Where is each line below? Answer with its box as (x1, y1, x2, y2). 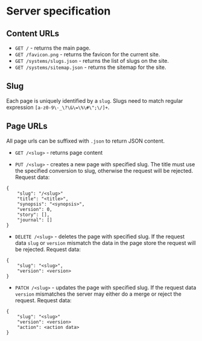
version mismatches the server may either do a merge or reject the (14, 290, 182, 297)
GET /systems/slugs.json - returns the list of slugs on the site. (14, 57, 169, 64)
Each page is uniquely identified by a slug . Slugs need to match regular (6, 97, 183, 104)
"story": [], (17, 212, 50, 218)
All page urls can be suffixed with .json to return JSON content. (6, 137, 165, 145)
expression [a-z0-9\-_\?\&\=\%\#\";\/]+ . (6, 103, 110, 111)
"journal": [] (17, 216, 52, 223)
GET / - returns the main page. (14, 44, 91, 51)
